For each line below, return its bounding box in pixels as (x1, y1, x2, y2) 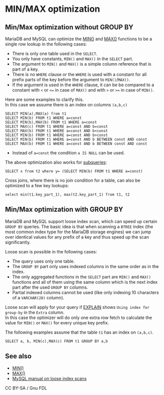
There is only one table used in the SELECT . (12, 50, 98, 56)
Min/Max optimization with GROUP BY (5, 205, 123, 214)
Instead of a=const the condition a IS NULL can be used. (12, 150, 125, 155)
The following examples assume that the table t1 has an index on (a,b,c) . (5, 329, 154, 335)
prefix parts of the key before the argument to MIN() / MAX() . (12, 77, 130, 82)
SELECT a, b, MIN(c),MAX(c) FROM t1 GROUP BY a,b (5, 339, 108, 344)
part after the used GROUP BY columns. (12, 284, 88, 290)
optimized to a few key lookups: (5, 183, 69, 188)
